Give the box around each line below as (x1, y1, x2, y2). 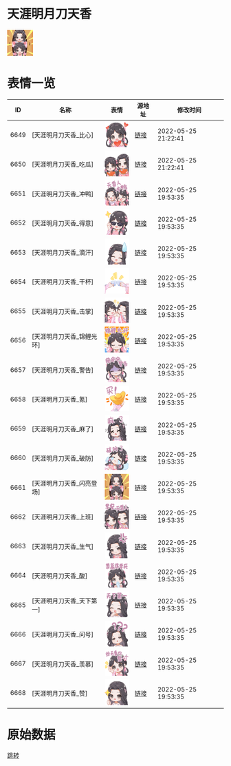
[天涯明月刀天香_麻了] (32, 424, 94, 433)
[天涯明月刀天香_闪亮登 (32, 479, 98, 488)
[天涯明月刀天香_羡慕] (32, 659, 94, 668)
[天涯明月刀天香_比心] (32, 131, 94, 139)
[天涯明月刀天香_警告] (32, 366, 94, 374)
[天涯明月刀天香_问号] (32, 630, 94, 639)
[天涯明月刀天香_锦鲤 (32, 332, 91, 340)
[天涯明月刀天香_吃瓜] (32, 160, 94, 169)
